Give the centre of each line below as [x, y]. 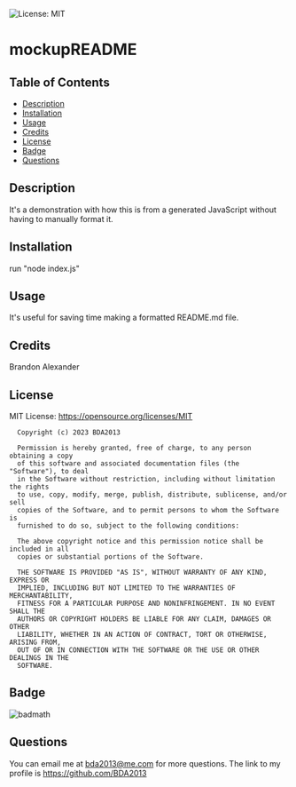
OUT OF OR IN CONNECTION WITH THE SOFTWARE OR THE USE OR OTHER [138, 650]
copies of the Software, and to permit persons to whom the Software [148, 511]
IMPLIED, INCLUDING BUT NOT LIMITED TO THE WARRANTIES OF [127, 588]
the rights [29, 487]
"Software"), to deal [49, 472]
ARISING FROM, [35, 643]
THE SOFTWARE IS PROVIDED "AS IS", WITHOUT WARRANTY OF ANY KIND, [142, 573]
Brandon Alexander [44, 367]
